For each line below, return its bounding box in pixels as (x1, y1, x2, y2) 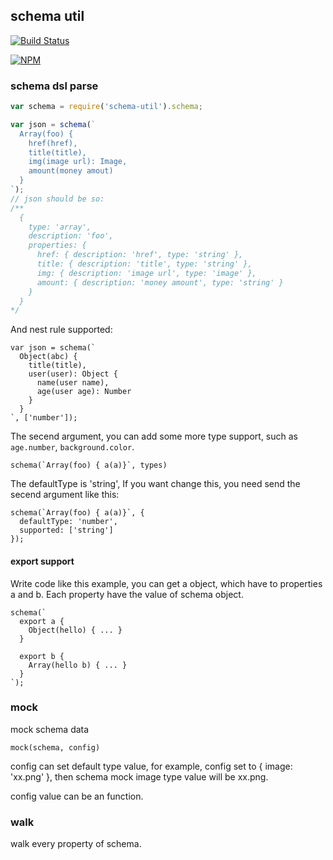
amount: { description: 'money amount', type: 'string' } (36, 277, 284, 288)
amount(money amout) (28, 166, 114, 176)
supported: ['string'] (19, 525, 114, 536)
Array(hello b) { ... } (28, 660, 128, 670)
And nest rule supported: (10, 324, 113, 336)
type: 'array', (28, 222, 92, 232)
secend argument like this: (10, 489, 120, 501)
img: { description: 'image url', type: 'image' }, (36, 268, 257, 278)
